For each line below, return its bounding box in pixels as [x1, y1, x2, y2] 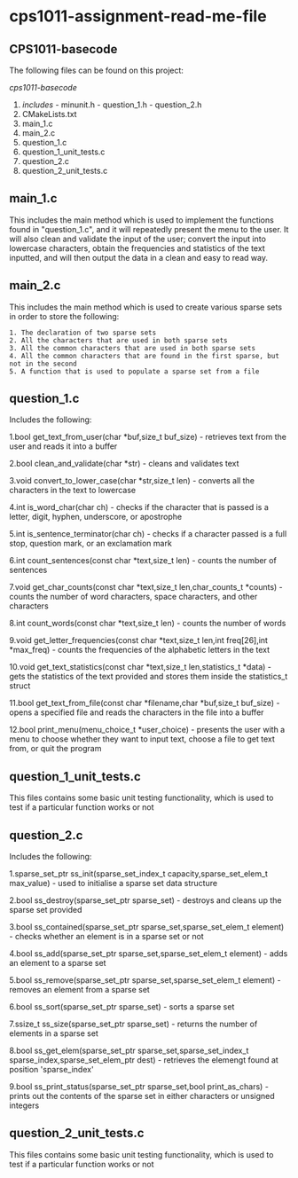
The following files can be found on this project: [9, 65, 184, 75]
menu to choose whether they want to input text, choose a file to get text [9, 734, 275, 744]
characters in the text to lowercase [9, 485, 137, 496]
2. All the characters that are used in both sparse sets [9, 335, 228, 345]
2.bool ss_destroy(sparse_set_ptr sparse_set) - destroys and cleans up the [9, 895, 282, 906]
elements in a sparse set [9, 1028, 99, 1039]
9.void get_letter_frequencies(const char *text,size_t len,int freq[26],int [9, 635, 269, 646]
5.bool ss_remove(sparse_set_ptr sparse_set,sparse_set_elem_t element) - [9, 975, 281, 986]
